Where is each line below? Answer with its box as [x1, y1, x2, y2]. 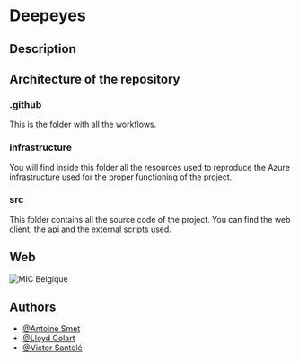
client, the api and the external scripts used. [9, 224, 172, 234]
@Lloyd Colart [22, 333, 75, 344]
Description [9, 41, 76, 57]
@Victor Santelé [22, 342, 83, 353]
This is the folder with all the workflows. [9, 119, 157, 130]
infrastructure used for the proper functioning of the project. [9, 172, 233, 182]
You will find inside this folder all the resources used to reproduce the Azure [9, 162, 290, 172]
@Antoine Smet [22, 323, 81, 334]
